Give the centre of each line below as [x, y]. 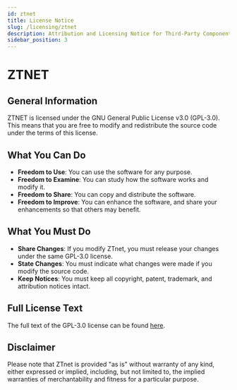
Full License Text [45, 309]
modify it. [31, 187]
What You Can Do [47, 155]
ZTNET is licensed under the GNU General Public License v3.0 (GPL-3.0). [114, 118]
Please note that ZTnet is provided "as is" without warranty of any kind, [111, 365]
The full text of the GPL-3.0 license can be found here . [86, 325]
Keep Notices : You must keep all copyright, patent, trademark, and [115, 279]
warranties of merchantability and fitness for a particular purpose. [103, 379]
